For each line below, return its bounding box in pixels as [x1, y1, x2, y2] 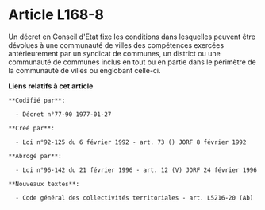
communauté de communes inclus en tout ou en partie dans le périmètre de [8, 57, 256, 67]
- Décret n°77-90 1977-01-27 [15, 110, 112, 119]
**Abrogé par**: [8, 152, 62, 160]
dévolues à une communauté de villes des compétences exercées [8, 40, 225, 49]
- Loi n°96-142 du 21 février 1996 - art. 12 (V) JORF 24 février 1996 [15, 165, 258, 174]
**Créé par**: [8, 124, 56, 132]
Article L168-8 [8, 6, 105, 24]
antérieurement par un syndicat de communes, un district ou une [8, 49, 221, 58]
